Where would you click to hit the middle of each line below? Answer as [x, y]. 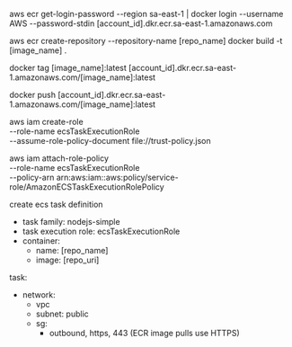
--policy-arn [32, 177]
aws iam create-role [46, 122]
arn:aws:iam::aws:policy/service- [117, 177]
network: [39, 295]
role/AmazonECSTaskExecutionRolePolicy [87, 187]
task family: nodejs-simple [71, 222]
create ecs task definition [56, 204]
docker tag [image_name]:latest [68, 68]
